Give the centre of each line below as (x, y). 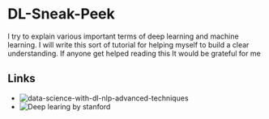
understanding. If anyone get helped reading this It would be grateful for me (134, 53)
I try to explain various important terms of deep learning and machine (124, 36)
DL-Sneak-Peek (61, 14)
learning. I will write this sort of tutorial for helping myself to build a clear (128, 44)
